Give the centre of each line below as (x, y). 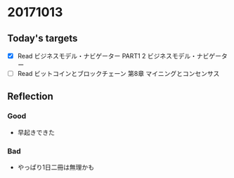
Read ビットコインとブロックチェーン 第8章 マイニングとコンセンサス (118, 74)
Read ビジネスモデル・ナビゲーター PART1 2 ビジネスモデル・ (107, 56)
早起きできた (36, 132)
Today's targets (43, 38)
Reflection (31, 96)
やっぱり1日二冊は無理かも (56, 167)
